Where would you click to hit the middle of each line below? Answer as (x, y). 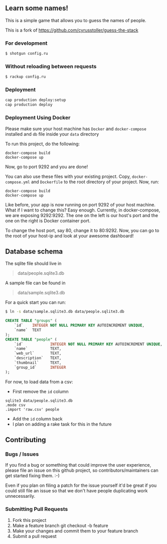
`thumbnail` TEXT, (38, 363)
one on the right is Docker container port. (48, 221)
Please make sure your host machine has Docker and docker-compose (76, 129)
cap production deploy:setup (36, 100)
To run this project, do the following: (43, 144)
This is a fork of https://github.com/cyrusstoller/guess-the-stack (72, 30)
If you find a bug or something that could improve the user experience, (78, 465)
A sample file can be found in (36, 283)
